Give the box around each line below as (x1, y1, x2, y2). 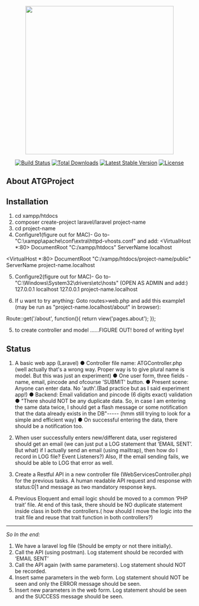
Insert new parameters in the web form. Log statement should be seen (14, 586, 187, 594)
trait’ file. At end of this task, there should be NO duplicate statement (14, 502, 182, 509)
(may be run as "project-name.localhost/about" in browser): (14, 303, 161, 311)
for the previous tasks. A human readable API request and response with (14, 477, 192, 484)
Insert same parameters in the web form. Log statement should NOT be (14, 574, 189, 581)
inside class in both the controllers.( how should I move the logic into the (14, 507, 192, 515)
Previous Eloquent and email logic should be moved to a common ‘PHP (14, 495, 188, 502)
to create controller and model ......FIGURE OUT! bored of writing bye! (14, 326, 185, 334)
